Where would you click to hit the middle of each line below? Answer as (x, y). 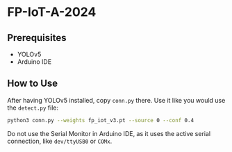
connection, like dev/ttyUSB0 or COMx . (60, 141)
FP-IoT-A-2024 (52, 12)
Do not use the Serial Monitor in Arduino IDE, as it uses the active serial (109, 133)
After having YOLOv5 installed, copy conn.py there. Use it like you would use (116, 100)
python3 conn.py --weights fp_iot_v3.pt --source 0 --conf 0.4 (101, 120)
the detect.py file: (33, 108)
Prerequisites (37, 38)
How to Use (33, 84)
